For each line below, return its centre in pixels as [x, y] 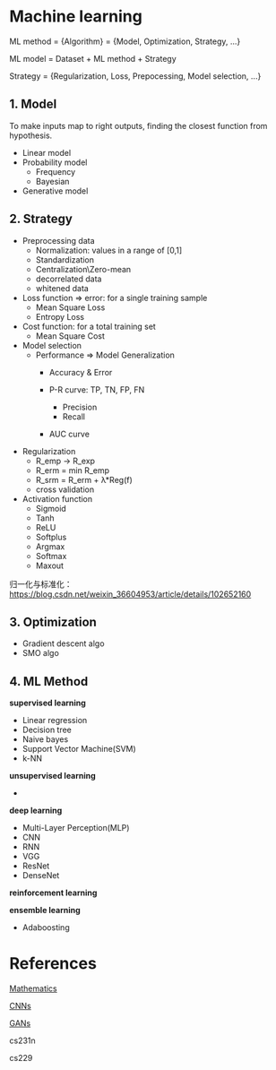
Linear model [47, 152]
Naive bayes [45, 739]
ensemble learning [45, 910]
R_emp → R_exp [65, 461]
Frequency [56, 171]
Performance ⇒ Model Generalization [105, 355]
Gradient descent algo [63, 643]
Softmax [51, 556]
